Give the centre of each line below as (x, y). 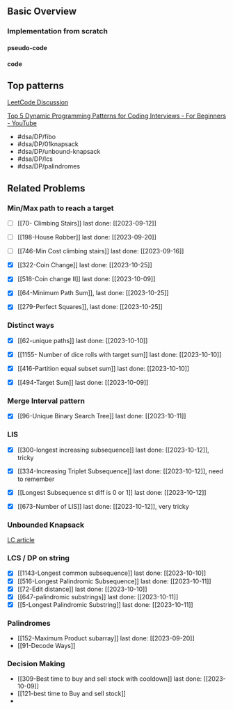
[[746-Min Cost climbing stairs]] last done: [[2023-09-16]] (101, 251)
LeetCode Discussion (38, 102)
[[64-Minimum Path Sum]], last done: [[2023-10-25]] (93, 293)
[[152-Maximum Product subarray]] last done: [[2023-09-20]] (106, 638)
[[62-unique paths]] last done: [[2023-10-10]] (82, 340)
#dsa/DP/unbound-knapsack (59, 152)
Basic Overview (42, 11)
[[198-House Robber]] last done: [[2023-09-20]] (87, 237)
